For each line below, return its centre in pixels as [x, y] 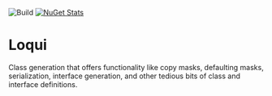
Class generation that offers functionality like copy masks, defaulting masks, [136, 67]
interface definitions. [43, 84]
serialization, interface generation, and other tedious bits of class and [125, 76]
